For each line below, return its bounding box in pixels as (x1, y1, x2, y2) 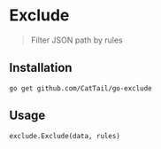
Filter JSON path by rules (30, 35, 123, 45)
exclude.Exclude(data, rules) (9, 131, 121, 140)
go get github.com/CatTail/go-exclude (9, 83, 152, 93)
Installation (9, 60, 73, 75)
